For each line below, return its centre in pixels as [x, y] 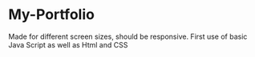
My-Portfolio [51, 15]
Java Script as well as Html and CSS [68, 44]
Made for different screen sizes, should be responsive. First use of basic [128, 36]
